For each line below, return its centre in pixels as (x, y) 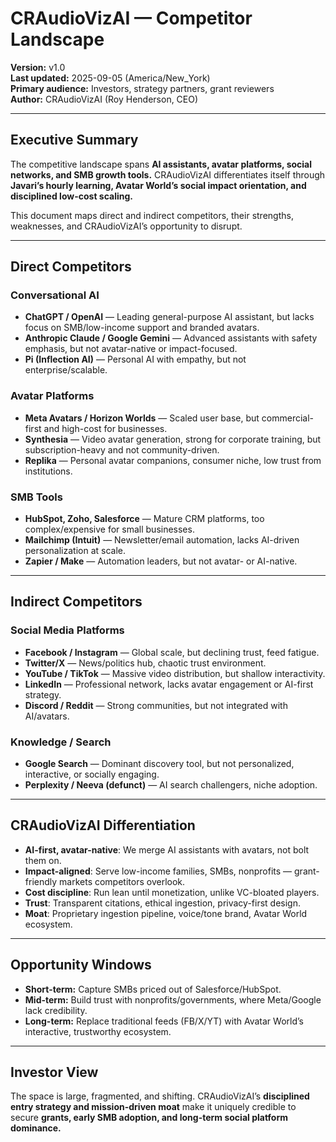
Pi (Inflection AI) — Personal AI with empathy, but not (135, 359)
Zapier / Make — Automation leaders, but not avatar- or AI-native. (161, 561)
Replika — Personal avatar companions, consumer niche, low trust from (173, 460)
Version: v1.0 (38, 67)
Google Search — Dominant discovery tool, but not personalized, (159, 764)
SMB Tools (36, 497)
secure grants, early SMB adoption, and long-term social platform (149, 1118)
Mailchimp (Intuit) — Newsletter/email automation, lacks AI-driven (162, 540)
